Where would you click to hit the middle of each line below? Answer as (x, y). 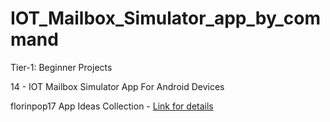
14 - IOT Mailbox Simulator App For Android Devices (117, 86)
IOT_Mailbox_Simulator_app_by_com (166, 18)
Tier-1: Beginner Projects (61, 67)
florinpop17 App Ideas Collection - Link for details (112, 106)
